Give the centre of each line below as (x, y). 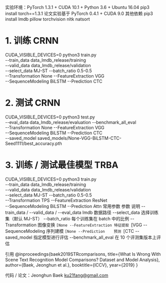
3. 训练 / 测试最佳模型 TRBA (62, 165)
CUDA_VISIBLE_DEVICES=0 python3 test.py (50, 117)
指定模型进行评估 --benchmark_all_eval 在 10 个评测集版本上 (95, 237)
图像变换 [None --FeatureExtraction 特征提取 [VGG (90, 225)
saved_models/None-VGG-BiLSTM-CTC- (79, 138)
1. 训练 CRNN (32, 41)
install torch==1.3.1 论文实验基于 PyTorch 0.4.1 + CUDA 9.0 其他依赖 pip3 (79, 13)
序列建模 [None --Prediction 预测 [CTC (90, 231)
